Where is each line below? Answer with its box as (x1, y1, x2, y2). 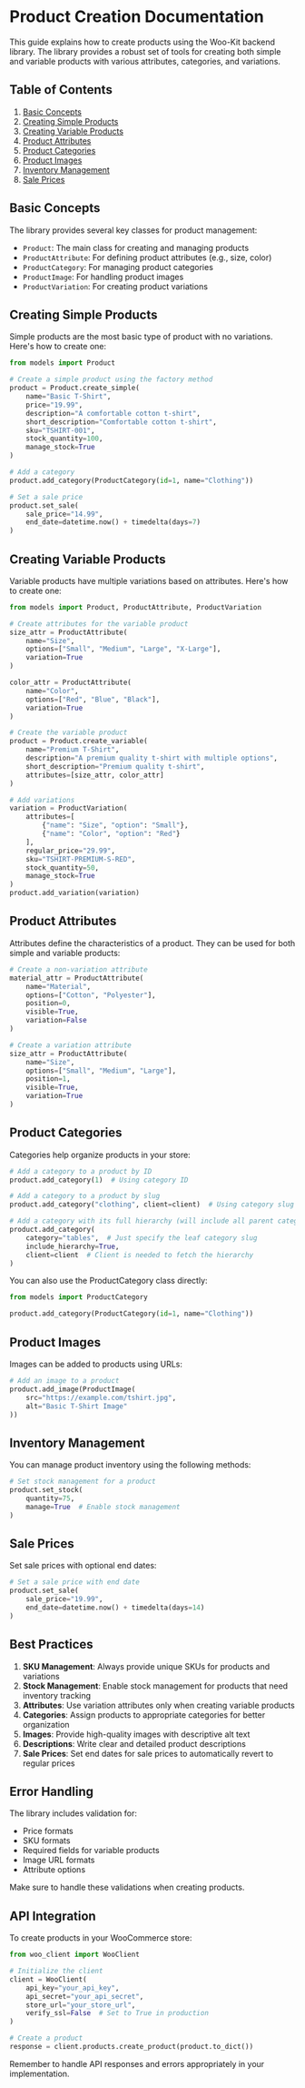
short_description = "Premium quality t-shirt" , (25, 762, 205, 771)
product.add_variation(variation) (9, 889, 141, 898)
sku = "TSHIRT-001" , (25, 426, 95, 435)
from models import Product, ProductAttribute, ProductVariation (9, 602, 261, 611)
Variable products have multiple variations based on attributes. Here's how (9, 575, 289, 586)
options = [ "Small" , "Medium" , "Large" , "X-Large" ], (25, 644, 221, 654)
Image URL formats (22, 1854, 95, 1866)
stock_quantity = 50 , (25, 862, 100, 873)
